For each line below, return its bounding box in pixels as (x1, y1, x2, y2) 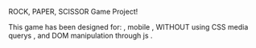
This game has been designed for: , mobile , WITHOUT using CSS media (8, 22, 249, 31)
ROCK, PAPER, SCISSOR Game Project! (8, 7, 138, 16)
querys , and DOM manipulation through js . (8, 31, 153, 40)
